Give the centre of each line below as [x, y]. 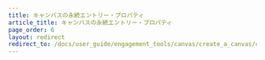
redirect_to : [30, 44]
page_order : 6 [32, 30]
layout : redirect [37, 37]
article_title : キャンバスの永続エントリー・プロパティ [90, 23]
